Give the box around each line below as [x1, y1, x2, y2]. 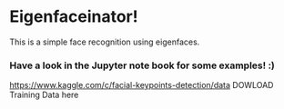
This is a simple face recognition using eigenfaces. [9, 36, 200, 47]
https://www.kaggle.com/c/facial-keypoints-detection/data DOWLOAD [9, 80, 274, 91]
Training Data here [9, 89, 79, 101]
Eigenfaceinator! [9, 6, 138, 27]
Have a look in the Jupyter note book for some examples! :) [9, 59, 276, 72]
